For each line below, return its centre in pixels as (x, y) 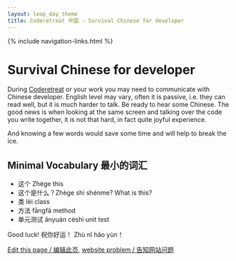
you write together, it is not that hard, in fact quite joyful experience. (107, 120)
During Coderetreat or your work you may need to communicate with (109, 89)
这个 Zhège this (41, 184)
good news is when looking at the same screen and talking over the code (115, 112)
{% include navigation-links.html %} (60, 41)
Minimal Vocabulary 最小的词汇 (77, 165)
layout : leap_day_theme (43, 14)
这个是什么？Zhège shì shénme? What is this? (85, 193)
